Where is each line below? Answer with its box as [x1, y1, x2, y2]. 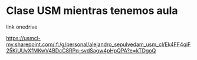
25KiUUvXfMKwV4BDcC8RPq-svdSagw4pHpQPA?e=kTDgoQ [6, 47, 156, 54]
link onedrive [6, 23, 38, 30]
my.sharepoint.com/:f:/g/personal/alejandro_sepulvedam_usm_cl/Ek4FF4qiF [6, 41, 191, 48]
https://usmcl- [6, 34, 41, 41]
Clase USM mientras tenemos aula [6, 4, 178, 17]
